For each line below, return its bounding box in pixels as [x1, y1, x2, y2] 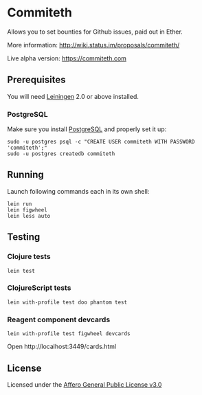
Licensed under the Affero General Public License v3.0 [7, 380, 162, 389]
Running [7, 169, 45, 181]
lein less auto [7, 212, 51, 219]
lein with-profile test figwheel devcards [7, 330, 131, 337]
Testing [7, 232, 41, 243]
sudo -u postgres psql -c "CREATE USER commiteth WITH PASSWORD [7, 139, 195, 146]
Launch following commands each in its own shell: [7, 187, 150, 195]
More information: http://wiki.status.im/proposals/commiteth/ [7, 41, 180, 49]
